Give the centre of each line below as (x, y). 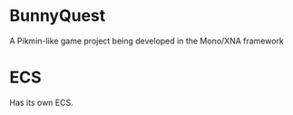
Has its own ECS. (42, 102)
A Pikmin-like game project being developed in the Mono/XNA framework (146, 41)
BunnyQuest (58, 16)
